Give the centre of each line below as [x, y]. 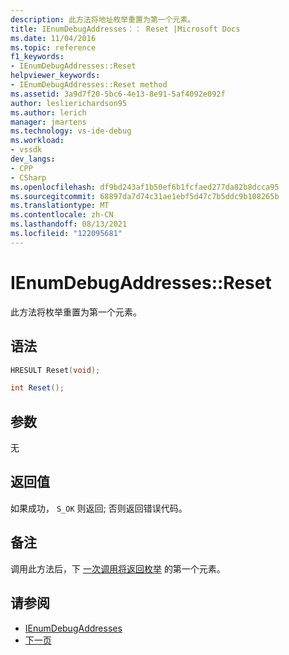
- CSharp [28, 177]
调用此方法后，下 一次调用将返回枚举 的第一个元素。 [118, 568]
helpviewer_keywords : [55, 76]
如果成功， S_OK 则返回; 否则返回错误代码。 [99, 508]
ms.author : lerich [48, 112]
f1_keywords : [37, 57]
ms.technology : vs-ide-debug [71, 131]
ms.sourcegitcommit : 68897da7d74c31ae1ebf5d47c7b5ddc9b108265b [145, 196]
